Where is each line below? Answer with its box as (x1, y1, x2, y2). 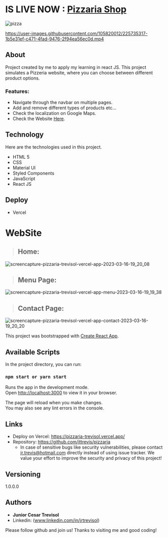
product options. (5, 75, 40, 81)
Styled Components (12, 170, 55, 176)
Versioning (5, 470, 41, 478)
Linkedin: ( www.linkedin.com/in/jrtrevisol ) (12, 517, 100, 523)
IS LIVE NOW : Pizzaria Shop (5, 4, 127, 15)
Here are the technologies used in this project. (5, 144, 103, 150)
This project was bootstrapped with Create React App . (5, 333, 119, 339)
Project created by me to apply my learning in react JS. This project (5, 64, 147, 70)
